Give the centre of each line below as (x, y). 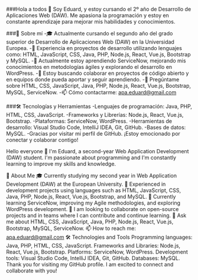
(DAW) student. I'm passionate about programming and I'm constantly (91, 157)
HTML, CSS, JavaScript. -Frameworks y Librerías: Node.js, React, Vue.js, (95, 115)
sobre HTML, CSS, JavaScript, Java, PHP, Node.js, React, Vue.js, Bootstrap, (98, 86)
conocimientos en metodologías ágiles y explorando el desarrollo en (89, 67)
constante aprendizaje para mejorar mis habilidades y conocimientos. (91, 22)
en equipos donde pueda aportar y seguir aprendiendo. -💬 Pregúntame (93, 79)
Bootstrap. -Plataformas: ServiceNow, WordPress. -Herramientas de (89, 121)
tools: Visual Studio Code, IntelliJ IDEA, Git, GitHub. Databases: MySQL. (93, 258)
